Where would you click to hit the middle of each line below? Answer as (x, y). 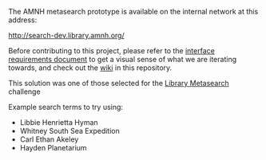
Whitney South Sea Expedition (69, 131)
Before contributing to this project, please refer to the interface (112, 51)
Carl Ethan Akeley (49, 139)
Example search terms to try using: (66, 107)
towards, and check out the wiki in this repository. (90, 68)
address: (23, 20)
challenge (25, 92)
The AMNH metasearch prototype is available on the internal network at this (133, 12)
